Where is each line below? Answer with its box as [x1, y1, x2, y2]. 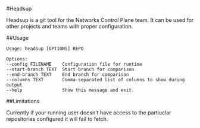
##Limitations [6, 98, 40, 104]
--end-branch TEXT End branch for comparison [6, 72, 129, 78]
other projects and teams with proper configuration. [6, 23, 133, 30]
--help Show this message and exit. [6, 87, 135, 93]
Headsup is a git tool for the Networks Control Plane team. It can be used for [6, 17, 194, 23]
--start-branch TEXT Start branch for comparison [6, 66, 135, 72]
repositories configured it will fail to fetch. [6, 116, 108, 122]
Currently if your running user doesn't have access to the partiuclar [6, 109, 171, 116]
